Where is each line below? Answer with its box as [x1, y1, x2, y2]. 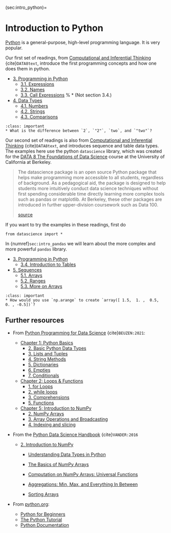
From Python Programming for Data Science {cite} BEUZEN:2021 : [12, 330, 145, 336]
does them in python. [5, 65, 50, 71]
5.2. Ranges [20, 277, 46, 284]
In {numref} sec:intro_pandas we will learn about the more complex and [5, 240, 156, 246]
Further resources [5, 316, 65, 325]
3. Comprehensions [28, 394, 70, 400]
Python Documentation [20, 522, 69, 528]
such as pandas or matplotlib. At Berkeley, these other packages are [17, 196, 162, 202]
